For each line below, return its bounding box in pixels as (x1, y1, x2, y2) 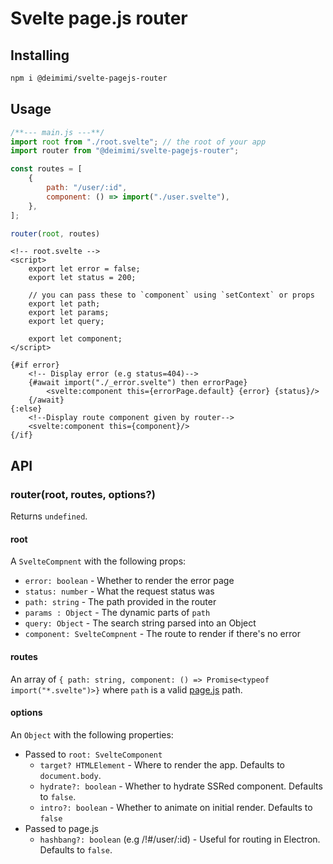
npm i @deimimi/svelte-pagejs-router (10, 73, 168, 83)
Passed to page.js (24, 822, 99, 834)
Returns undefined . (10, 510, 88, 522)
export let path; (28, 299, 101, 309)
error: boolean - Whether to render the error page (24, 575, 235, 587)
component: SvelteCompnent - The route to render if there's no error (24, 628, 301, 640)
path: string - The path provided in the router (24, 596, 217, 608)
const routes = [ (10, 164, 83, 174)
